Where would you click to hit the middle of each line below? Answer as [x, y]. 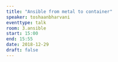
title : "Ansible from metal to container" [59, 12]
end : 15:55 [20, 39]
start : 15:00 [22, 34]
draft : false [22, 50]
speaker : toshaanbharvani [38, 17]
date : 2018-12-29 [28, 45]
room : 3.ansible [26, 28]
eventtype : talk [26, 22]
